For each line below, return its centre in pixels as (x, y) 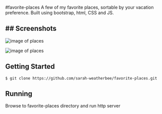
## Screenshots (31, 29)
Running (19, 94)
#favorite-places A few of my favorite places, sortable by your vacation (79, 7)
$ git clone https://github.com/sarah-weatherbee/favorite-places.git (81, 78)
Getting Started (30, 67)
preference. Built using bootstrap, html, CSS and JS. (59, 13)
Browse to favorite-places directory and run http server (63, 106)
